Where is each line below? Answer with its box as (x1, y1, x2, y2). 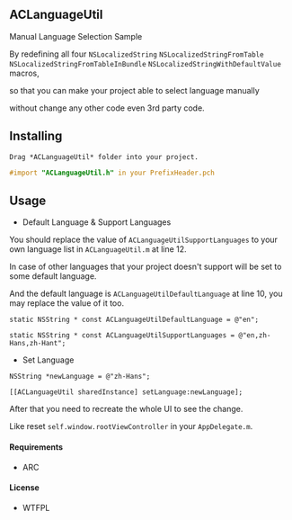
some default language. (9, 271, 97, 282)
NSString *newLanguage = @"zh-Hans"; (9, 372, 151, 381)
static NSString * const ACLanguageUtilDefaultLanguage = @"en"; (9, 315, 259, 325)
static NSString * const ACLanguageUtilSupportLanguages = (9, 331, 235, 340)
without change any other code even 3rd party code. (9, 103, 205, 113)
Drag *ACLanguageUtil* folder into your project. (9, 152, 199, 161)
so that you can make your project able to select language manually (9, 85, 261, 95)
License (9, 482, 40, 493)
